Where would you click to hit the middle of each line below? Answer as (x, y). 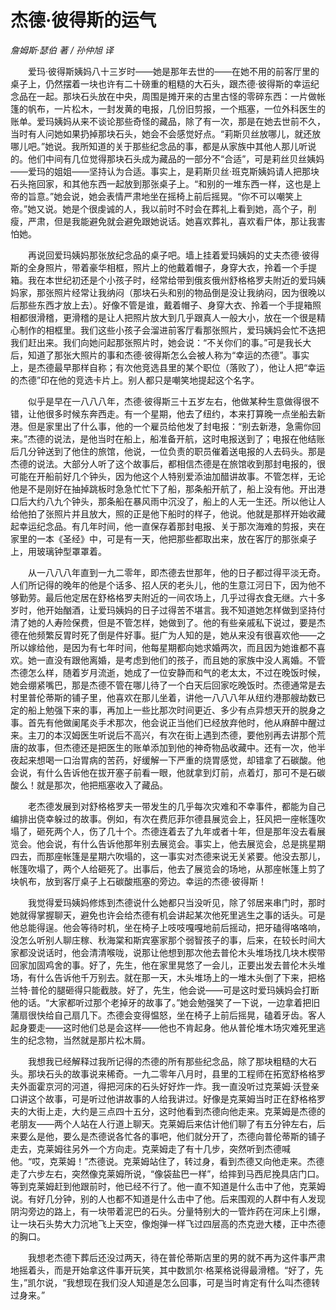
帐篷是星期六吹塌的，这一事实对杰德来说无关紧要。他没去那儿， (194, 856)
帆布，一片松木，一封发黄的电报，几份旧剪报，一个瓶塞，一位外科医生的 (176, 108)
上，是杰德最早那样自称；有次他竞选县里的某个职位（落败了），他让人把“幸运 (168, 367)
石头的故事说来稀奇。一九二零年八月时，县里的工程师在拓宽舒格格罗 (185, 1073)
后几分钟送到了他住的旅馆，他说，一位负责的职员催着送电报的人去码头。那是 (168, 451)
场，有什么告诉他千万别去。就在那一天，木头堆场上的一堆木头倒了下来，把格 (168, 977)
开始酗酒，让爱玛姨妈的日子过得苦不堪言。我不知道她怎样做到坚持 (180, 610)
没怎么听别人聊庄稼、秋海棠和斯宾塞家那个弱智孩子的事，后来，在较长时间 (163, 940)
